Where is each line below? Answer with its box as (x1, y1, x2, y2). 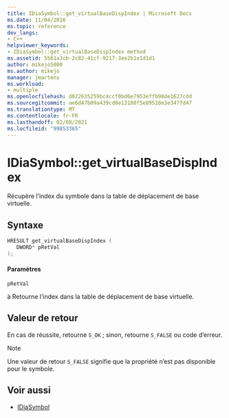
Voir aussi (7, 384, 51, 396)
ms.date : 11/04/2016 (7, 16, 67, 23)
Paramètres (7, 265, 41, 274)
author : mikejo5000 (7, 61, 63, 68)
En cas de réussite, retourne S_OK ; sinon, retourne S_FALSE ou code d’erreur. (7, 331, 223, 339)
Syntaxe (7, 219, 43, 231)
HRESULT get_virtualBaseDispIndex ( (7, 238, 112, 245)
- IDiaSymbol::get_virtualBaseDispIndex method (7, 49, 146, 56)
